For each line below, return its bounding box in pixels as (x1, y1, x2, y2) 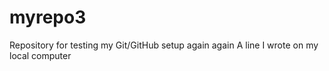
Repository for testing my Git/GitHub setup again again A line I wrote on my (9, 39, 319, 51)
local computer (9, 49, 72, 61)
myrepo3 (9, 6, 87, 29)
